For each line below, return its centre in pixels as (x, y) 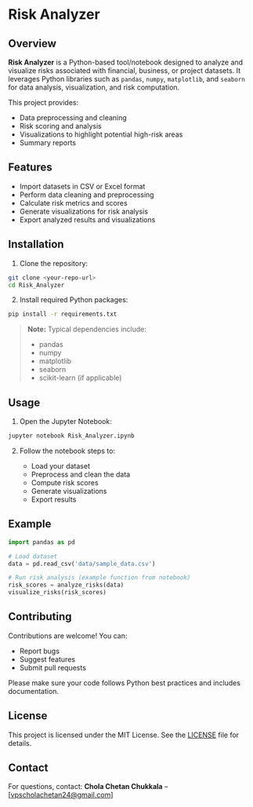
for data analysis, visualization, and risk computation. (94, 87)
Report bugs (40, 651)
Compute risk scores (65, 482)
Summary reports (48, 142)
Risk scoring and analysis (60, 126)
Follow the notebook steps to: (67, 451)
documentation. (34, 691)
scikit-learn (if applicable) (80, 378)
